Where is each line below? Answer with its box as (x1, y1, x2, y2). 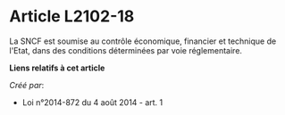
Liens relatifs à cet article (9, 62, 105, 73)
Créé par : (9, 79, 45, 90)
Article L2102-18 (9, 6, 135, 27)
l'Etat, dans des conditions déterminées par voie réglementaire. (9, 45, 243, 55)
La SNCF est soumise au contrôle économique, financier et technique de (9, 36, 277, 46)
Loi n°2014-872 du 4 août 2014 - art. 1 (21, 96, 163, 108)
